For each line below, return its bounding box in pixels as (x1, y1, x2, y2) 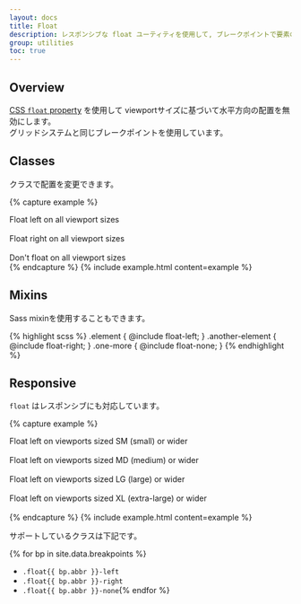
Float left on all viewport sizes (9, 214, 119, 224)
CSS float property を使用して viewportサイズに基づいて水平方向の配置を (9, 104, 283, 115)
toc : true (9, 47, 47, 56)
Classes (9, 153, 56, 169)
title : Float (9, 22, 58, 31)
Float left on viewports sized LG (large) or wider (9, 474, 185, 485)
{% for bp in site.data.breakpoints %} (9, 548, 147, 559)
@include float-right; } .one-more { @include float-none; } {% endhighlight (9, 340, 285, 351)
